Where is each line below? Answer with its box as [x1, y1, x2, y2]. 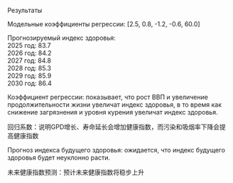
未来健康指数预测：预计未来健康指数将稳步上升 [7, 168, 144, 177]
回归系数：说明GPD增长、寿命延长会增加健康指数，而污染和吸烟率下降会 [7, 122, 220, 131]
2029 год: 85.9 [7, 71, 52, 80]
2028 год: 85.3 [7, 64, 52, 72]
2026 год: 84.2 [7, 49, 52, 57]
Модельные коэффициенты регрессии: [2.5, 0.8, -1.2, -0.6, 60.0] [7, 20, 200, 28]
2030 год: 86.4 [7, 79, 52, 88]
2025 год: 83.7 [7, 41, 51, 49]
